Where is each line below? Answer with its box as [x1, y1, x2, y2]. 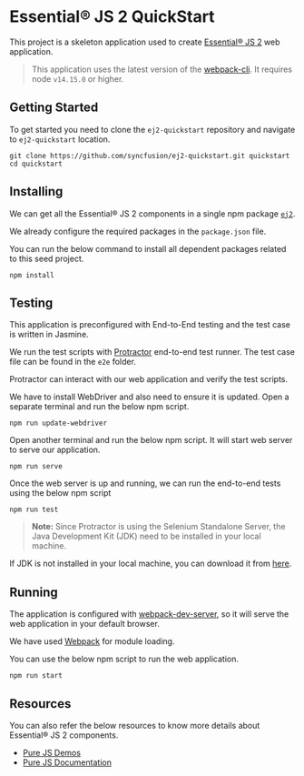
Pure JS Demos [22, 748, 82, 758]
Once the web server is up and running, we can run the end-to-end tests [9, 478, 281, 489]
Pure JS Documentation [22, 757, 112, 768]
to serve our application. [9, 444, 101, 456]
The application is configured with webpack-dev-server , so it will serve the [9, 609, 289, 620]
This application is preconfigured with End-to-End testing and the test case [9, 319, 290, 330]
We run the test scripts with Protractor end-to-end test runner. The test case [9, 347, 296, 358]
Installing [9, 184, 64, 199]
